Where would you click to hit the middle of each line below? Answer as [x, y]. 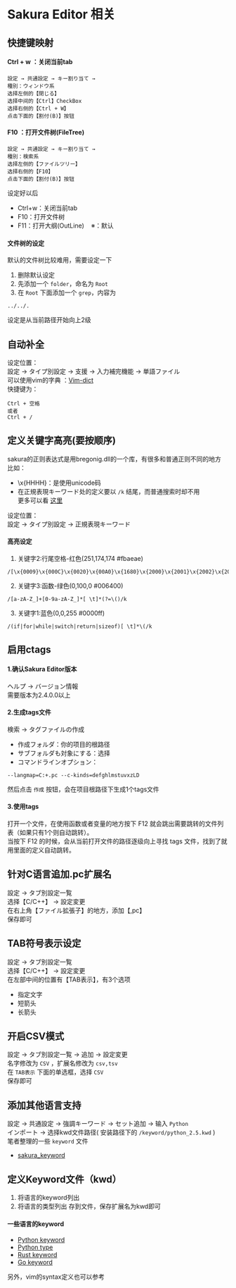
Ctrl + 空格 [24, 404]
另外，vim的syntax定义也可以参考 [56, 1277]
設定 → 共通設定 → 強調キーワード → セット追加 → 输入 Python [98, 1124]
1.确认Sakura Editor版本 [42, 669]
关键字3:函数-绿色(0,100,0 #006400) [70, 586]
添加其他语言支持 [44, 1105]
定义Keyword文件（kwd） [64, 1179]
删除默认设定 [36, 275]
